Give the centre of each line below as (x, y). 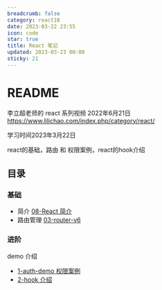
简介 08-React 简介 (45, 211)
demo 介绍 (22, 256)
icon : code (23, 33)
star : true (23, 39)
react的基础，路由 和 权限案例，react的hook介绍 (76, 149)
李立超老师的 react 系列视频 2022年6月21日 (69, 113)
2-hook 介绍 (35, 279)
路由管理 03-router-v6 (49, 220)
